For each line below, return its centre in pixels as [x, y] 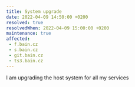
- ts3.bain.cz [26, 61]
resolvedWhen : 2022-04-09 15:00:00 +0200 [58, 28]
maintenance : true [29, 34]
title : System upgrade [34, 11]
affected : [18, 39]
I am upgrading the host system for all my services [67, 78]
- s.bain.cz [23, 50]
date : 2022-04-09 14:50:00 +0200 [47, 17]
